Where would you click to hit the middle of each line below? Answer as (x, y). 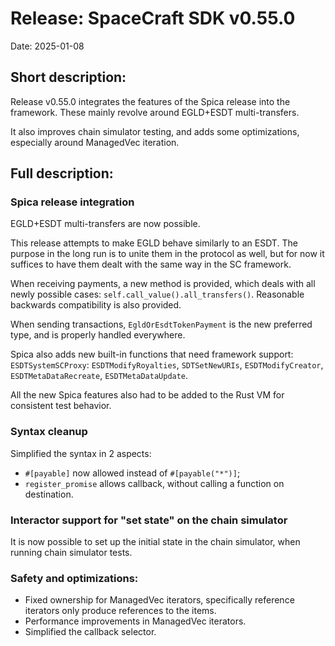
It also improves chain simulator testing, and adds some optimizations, (155, 131)
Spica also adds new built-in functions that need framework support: (152, 354)
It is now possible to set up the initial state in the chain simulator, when (155, 542)
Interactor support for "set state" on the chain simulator (149, 520)
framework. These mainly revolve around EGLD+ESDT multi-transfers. (155, 112)
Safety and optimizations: (74, 578)
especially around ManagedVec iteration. (95, 142)
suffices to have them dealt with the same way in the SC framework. (151, 264)
